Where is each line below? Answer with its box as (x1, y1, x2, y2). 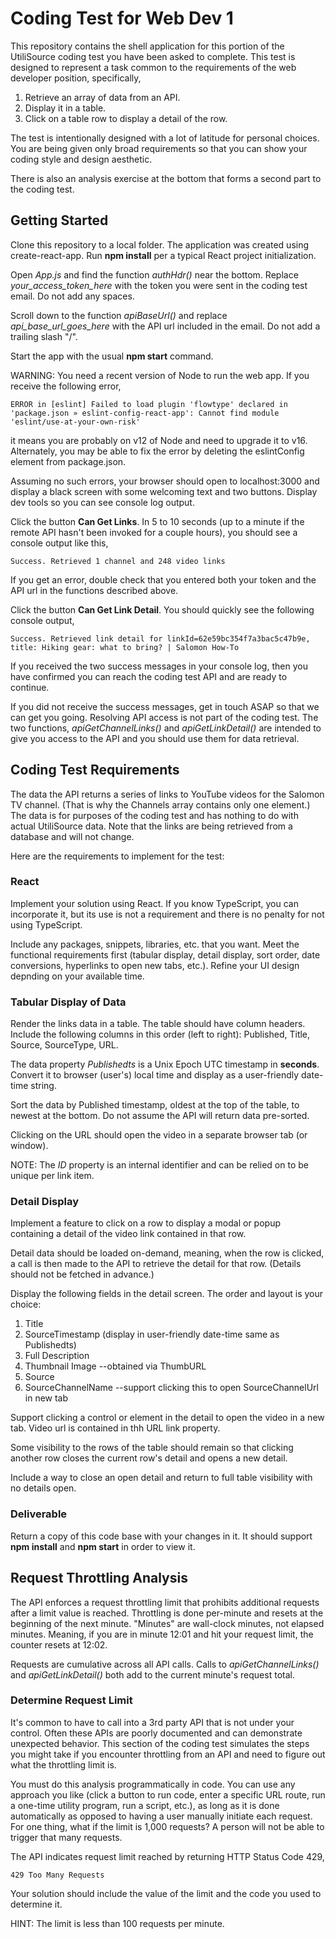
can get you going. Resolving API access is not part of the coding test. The (10, 711, 319, 723)
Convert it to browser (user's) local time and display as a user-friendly (10, 1069, 300, 1081)
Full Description (24, 1350, 90, 1362)
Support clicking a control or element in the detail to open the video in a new (10, 1412, 325, 1424)
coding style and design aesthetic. (10, 153, 153, 165)
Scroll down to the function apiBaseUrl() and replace (10, 309, 228, 321)
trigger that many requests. (10, 1831, 123, 1843)
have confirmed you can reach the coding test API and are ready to (10, 670, 288, 682)
